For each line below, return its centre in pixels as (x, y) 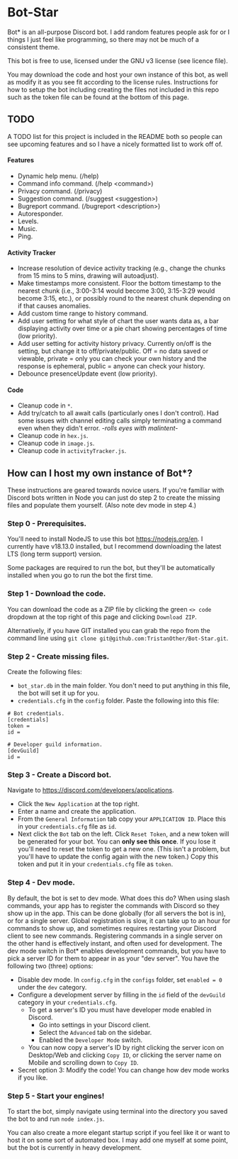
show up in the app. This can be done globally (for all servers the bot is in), (117, 913)
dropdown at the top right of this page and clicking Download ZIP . (102, 617)
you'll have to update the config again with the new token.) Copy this (118, 857)
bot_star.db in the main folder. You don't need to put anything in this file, (124, 685)
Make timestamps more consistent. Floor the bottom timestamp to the (119, 284)
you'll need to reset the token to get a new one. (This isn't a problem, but (124, 849)
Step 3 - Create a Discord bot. (59, 775)
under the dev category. (52, 987)
